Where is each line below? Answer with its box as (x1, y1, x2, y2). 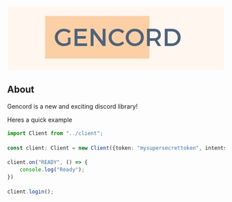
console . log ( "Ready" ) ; (19, 166, 85, 174)
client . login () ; (7, 188, 54, 195)
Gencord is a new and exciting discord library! (7, 102, 138, 110)
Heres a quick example (7, 116, 72, 124)
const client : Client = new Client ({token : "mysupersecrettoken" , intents (7, 145, 227, 151)
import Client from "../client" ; (7, 129, 104, 137)
